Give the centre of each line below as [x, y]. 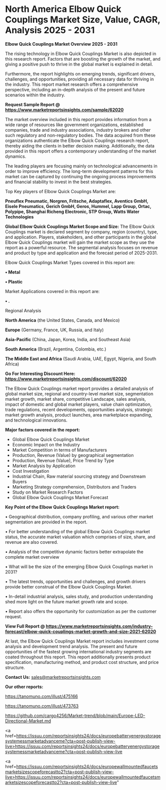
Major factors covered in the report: [42, 430]
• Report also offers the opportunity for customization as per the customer [81, 611]
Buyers [20, 481]
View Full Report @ [25, 626]
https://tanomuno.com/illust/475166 [41, 696]
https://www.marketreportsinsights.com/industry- [99, 626]
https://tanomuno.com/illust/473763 [42, 706]
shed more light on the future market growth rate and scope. [67, 601]
